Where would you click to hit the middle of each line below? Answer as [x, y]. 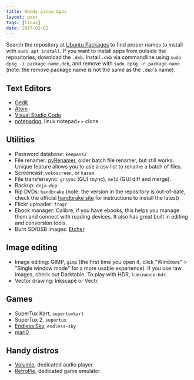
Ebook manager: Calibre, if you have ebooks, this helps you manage [97, 210]
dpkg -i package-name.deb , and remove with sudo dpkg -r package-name [93, 64]
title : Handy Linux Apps [36, 11]
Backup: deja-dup [36, 185]
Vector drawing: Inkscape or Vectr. [56, 280]
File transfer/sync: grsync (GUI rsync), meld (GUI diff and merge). [93, 179]
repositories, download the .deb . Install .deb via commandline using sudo [93, 57]
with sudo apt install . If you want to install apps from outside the [86, 51]
